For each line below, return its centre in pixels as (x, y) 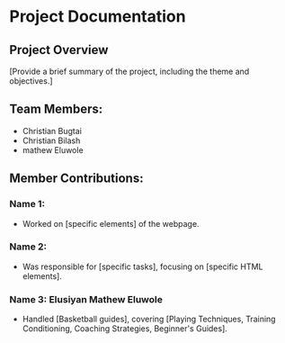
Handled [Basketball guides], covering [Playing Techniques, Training (149, 319)
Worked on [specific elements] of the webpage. (111, 223)
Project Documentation (98, 17)
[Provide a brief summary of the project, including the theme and (129, 71)
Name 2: (28, 247)
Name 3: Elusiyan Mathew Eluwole (86, 299)
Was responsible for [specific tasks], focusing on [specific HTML (142, 266)
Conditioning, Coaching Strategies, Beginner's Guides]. (125, 329)
